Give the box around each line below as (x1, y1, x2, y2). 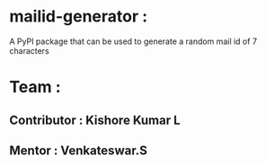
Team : (9, 77, 61, 98)
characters (9, 45, 49, 56)
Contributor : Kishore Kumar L (9, 112, 182, 127)
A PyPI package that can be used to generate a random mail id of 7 (9, 36, 258, 47)
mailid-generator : (9, 6, 148, 27)
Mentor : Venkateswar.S (9, 142, 148, 158)
